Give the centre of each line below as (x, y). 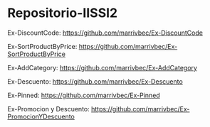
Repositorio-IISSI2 (63, 13)
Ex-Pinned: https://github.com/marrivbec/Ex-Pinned (84, 95)
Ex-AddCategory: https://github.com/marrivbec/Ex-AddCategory (103, 67)
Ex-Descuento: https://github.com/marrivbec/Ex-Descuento (95, 81)
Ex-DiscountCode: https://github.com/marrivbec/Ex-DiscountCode (105, 33)
